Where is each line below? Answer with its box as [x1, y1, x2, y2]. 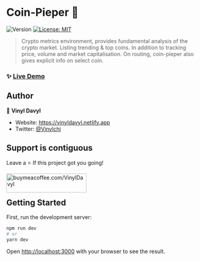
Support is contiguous [6, 143, 93, 153]
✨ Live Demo [6, 72, 45, 80]
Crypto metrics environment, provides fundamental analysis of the [21, 37, 188, 44]
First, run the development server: [6, 214, 92, 221]
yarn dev [6, 237, 29, 243]
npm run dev [6, 225, 37, 232]
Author [6, 91, 34, 101]
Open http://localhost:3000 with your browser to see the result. [6, 248, 166, 255]
